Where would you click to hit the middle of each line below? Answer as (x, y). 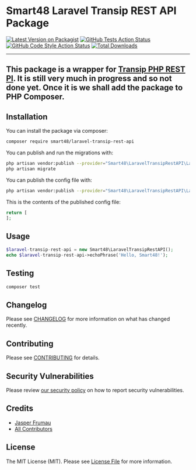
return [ (17, 212)
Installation (27, 117)
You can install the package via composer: (57, 131)
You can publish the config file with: (49, 180)
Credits (20, 408)
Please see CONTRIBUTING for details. (53, 358)
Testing (20, 273)
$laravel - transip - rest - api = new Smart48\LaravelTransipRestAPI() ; (90, 250)
